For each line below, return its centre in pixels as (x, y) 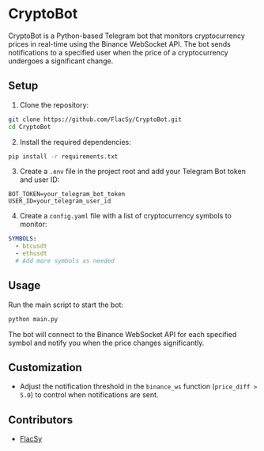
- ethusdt (31, 254)
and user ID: (40, 180)
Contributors (41, 420)
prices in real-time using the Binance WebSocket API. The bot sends (119, 44)
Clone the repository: (54, 104)
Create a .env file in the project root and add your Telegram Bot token (133, 172)
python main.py (33, 319)
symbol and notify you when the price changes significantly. (106, 343)
